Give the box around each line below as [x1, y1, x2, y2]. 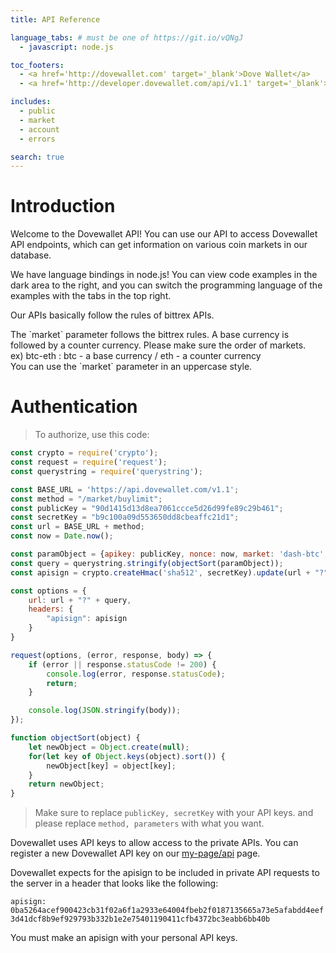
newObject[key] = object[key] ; [46, 761, 177, 771]
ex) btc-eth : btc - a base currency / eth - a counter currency [10, 350, 262, 362]
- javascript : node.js [19, 42, 114, 52]
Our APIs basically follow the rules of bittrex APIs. [10, 309, 215, 321]
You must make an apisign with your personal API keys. [10, 932, 238, 944]
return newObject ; [28, 779, 105, 790]
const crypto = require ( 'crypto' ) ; [10, 448, 159, 458]
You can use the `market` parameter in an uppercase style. [10, 361, 253, 373]
